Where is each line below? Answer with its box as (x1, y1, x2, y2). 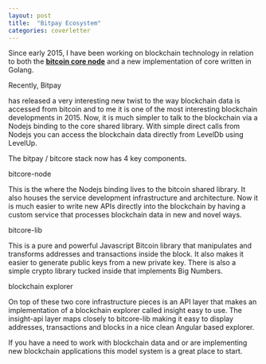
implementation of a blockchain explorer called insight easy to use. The (8, 306, 243, 315)
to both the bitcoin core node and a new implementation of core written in (8, 57, 252, 66)
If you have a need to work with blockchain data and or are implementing (8, 338, 248, 347)
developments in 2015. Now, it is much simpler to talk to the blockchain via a (8, 113, 258, 123)
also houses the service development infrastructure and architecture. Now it (8, 193, 259, 203)
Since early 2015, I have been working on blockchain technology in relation (8, 49, 254, 58)
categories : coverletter (8, 26, 91, 34)
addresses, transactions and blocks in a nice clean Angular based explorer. (8, 323, 255, 332)
